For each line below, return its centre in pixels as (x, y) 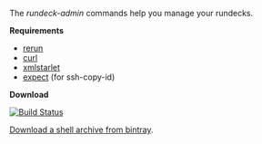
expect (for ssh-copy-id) (69, 77)
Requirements (37, 30)
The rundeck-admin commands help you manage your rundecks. (131, 13)
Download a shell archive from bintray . (81, 130)
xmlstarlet (41, 67)
